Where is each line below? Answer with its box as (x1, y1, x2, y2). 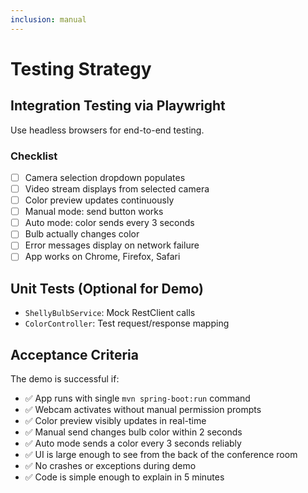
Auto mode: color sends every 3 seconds (24, 217, 195, 229)
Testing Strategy (10, 57, 152, 80)
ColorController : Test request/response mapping (24, 317, 230, 330)
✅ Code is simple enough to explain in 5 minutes (24, 471, 225, 483)
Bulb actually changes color (24, 228, 140, 240)
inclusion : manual (10, 14, 87, 25)
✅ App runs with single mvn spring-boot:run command (24, 392, 251, 405)
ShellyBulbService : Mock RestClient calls (24, 307, 196, 319)
